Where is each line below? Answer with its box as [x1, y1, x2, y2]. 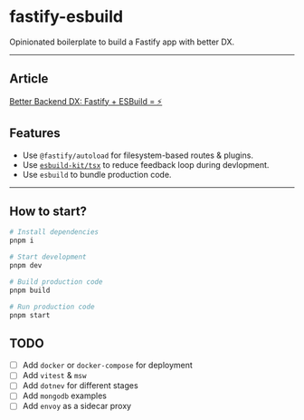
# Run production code [9, 302, 95, 311]
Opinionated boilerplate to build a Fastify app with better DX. [9, 36, 235, 47]
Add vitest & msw [22, 370, 87, 381]
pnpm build [9, 286, 51, 295]
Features [9, 125, 61, 142]
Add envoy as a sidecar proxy [22, 401, 132, 412]
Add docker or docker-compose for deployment [22, 360, 193, 371]
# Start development [9, 252, 88, 262]
